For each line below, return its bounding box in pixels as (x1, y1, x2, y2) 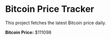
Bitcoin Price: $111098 (5, 29, 52, 35)
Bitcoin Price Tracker (5, 3, 94, 15)
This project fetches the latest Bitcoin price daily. (5, 20, 106, 26)
